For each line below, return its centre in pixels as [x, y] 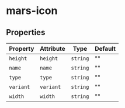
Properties [26, 32]
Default [105, 49]
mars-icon [32, 11]
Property [22, 49]
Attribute [53, 49]
